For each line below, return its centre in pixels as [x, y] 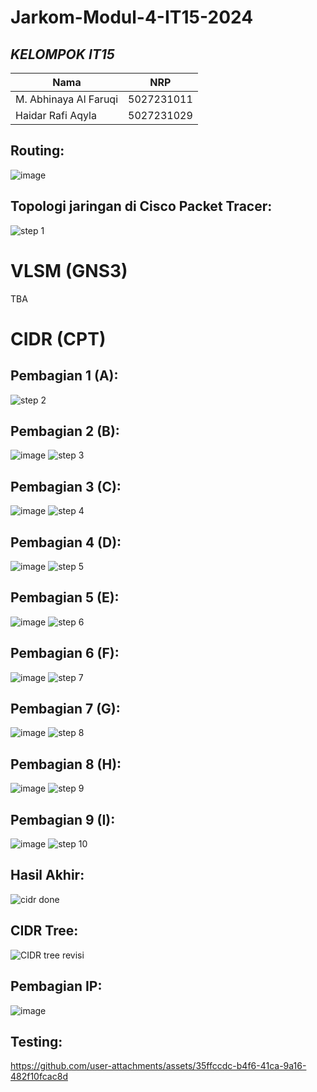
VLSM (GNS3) [69, 270]
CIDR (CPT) [58, 338]
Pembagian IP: [56, 986]
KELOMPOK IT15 [62, 54]
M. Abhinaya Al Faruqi [67, 99]
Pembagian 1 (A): [64, 376]
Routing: [37, 151]
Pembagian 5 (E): [65, 597]
